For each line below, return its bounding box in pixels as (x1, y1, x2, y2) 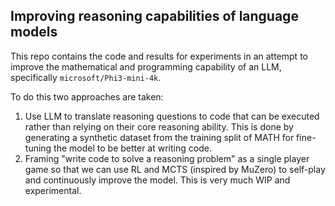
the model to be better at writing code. (53, 142, 212, 154)
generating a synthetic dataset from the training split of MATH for (24, 131, 295, 143)
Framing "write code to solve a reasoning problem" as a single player (24, 152, 310, 164)
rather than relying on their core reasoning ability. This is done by (24, 120, 294, 133)
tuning (24, 142, 52, 154)
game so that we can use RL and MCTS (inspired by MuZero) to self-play (24, 163, 326, 175)
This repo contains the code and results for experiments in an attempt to (10, 50, 308, 62)
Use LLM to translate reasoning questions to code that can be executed (24, 110, 320, 122)
